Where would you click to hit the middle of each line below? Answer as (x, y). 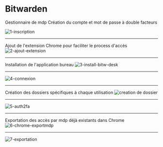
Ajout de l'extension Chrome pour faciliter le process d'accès (66, 45)
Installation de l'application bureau (40, 64)
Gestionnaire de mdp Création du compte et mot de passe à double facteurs (81, 22)
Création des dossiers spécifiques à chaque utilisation (59, 92)
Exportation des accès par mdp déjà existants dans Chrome (65, 120)
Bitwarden (26, 9)
